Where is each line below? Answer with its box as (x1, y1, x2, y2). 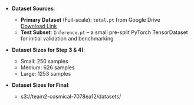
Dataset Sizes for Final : (11, 82, 70, 89)
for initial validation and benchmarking (20, 35, 114, 42)
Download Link (20, 23, 57, 29)
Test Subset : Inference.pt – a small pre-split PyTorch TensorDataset (20, 29, 188, 36)
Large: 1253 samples (20, 70, 71, 77)
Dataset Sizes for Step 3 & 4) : (11, 46, 86, 53)
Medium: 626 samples (20, 64, 75, 71)
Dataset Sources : (11, 5, 55, 12)
